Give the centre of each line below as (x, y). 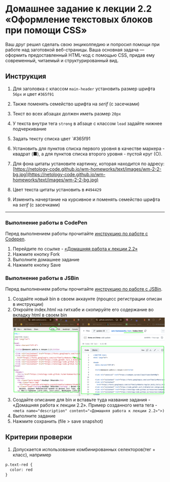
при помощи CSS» (46, 30)
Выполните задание (34, 416)
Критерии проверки (39, 437)
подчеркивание (29, 129)
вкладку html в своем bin (40, 315)
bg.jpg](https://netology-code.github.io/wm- (59, 174)
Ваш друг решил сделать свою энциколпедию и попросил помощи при (82, 44)
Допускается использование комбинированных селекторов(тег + (84, 449)
